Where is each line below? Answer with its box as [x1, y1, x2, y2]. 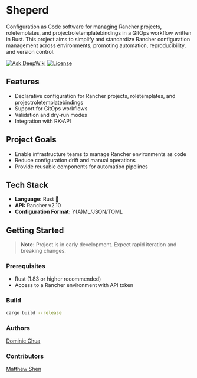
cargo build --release [6, 309, 62, 316]
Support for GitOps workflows [14, 105, 88, 112]
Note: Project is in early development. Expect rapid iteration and [20, 241, 177, 248]
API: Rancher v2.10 [14, 202, 61, 209]
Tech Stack [6, 180, 48, 190]
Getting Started [6, 225, 64, 235]
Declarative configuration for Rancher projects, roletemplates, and [14, 92, 176, 99]
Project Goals [6, 135, 57, 145]
